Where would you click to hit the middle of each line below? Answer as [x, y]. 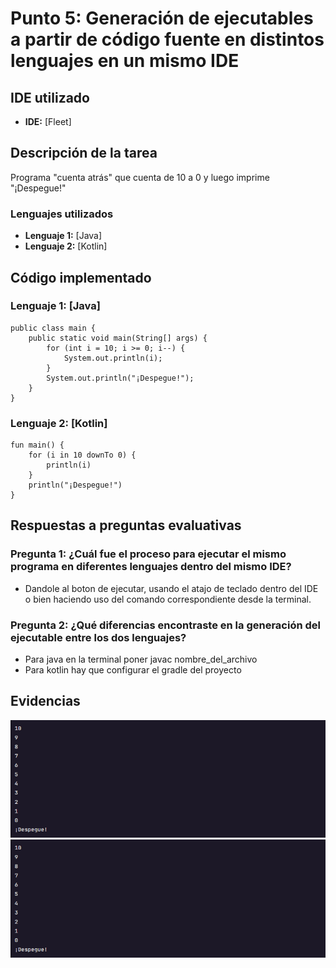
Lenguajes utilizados [62, 214]
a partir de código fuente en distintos [167, 39]
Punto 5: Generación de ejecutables [162, 18]
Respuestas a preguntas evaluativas [126, 525]
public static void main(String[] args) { [118, 338]
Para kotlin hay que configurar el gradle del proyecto [133, 670]
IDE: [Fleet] [48, 121]
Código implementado [81, 277]
